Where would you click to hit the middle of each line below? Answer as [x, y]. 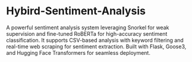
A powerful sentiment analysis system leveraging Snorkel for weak [88, 27]
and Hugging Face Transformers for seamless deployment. [78, 52]
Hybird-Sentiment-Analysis [76, 11]
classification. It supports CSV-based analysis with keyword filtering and [95, 40]
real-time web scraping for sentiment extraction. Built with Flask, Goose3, [96, 46]
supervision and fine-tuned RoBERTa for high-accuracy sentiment [87, 33]
